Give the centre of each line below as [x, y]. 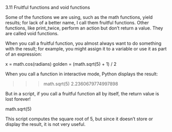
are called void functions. [32, 33]
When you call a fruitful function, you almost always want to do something [83, 43]
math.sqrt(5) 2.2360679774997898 [81, 84]
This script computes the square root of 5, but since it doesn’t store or [79, 119]
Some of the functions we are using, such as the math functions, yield [79, 17]
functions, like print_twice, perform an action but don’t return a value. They [84, 28]
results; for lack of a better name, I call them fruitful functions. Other [77, 23]
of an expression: [24, 54]
